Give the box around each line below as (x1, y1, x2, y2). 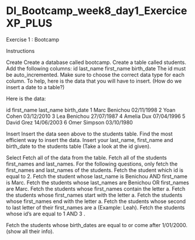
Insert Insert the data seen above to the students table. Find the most (6, 130, 173, 137)
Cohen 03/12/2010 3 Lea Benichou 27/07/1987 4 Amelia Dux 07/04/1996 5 (6, 113, 186, 120)
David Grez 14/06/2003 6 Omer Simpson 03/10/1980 (6, 119, 133, 126)
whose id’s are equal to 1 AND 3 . (6, 210, 85, 217)
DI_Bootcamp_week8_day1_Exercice (6, 4, 187, 18)
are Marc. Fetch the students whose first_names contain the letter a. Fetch (6, 185, 186, 192)
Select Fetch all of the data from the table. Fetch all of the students (6, 154, 167, 161)
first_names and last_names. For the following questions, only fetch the (6, 160, 178, 167)
